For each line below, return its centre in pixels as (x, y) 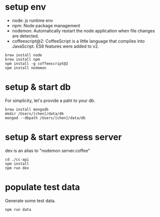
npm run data (18, 209)
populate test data (42, 187)
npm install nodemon (26, 68)
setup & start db (38, 87)
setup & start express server (64, 137)
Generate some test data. (30, 200)
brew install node (24, 55)
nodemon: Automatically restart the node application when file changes (83, 31)
